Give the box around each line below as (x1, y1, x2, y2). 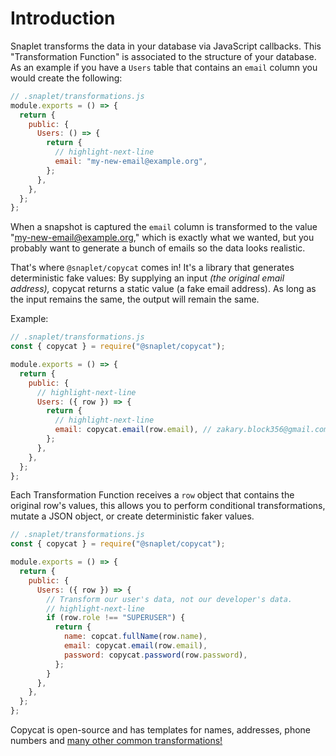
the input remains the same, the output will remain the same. (10, 293, 260, 306)
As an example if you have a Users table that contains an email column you (10, 61, 318, 73)
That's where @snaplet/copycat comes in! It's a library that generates (10, 262, 295, 274)
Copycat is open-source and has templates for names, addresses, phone (10, 724, 311, 736)
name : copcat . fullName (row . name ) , (63, 632, 208, 642)
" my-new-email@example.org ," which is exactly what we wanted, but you (10, 232, 315, 244)
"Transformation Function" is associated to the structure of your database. (10, 50, 317, 62)
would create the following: (10, 72, 123, 84)
